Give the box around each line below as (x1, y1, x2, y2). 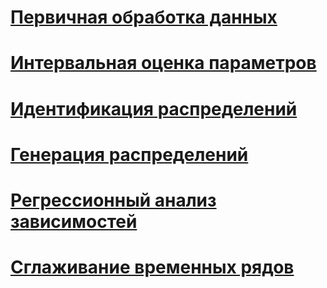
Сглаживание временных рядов (10, 256, 295, 279)
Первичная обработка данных (10, 6, 278, 29)
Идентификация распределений (10, 97, 298, 120)
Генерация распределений (10, 143, 249, 166)
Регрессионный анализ (10, 189, 217, 211)
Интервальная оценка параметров (10, 52, 317, 75)
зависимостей (10, 210, 138, 233)
